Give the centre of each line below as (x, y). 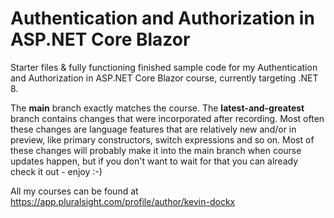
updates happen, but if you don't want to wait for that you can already (154, 161)
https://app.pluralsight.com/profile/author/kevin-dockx (123, 201)
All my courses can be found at (74, 191)
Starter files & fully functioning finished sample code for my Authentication (164, 67)
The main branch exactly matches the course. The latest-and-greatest (157, 108)
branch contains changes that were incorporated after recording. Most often (167, 118)
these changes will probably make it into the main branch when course (156, 150)
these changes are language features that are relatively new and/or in (153, 129)
